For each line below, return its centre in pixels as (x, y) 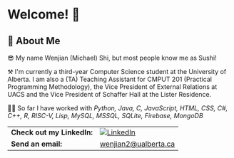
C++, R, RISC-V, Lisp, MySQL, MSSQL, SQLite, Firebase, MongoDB (105, 116)
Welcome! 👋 (44, 15)
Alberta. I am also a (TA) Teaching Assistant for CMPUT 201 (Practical (110, 79)
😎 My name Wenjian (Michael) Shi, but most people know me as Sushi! (112, 58)
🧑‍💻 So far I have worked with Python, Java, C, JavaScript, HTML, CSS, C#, (118, 108)
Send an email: (37, 144)
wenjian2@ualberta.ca (137, 144)
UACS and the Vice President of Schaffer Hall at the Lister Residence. (110, 94)
